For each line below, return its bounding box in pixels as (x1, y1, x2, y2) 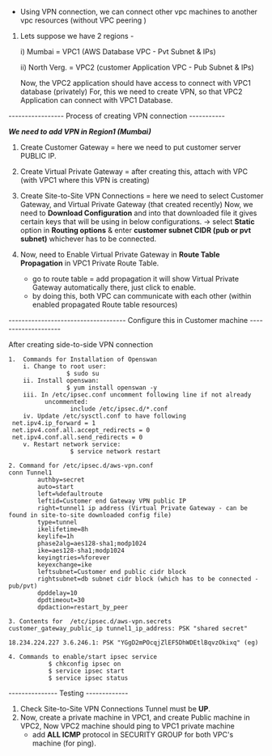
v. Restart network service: (23, 440, 121, 448)
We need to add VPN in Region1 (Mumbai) (8, 127, 151, 136)
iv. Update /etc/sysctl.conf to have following (23, 412, 186, 420)
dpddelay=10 (37, 589, 79, 597)
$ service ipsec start (48, 667, 125, 675)
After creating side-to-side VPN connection (8, 340, 154, 349)
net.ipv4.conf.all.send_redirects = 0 (11, 433, 143, 441)
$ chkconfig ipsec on (48, 660, 121, 668)
